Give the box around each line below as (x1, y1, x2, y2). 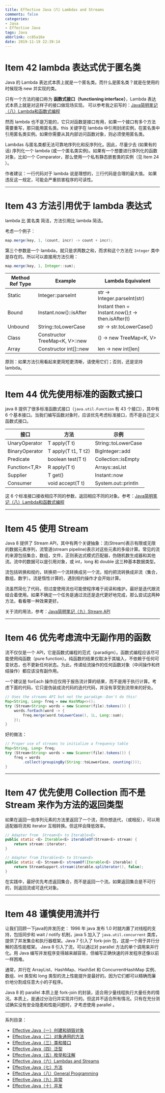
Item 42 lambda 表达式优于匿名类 (5, 62, 141, 73)
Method (11, 274, 30, 281)
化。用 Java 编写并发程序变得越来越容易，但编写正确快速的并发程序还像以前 (5, 950, 160, 956)
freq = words (14, 755, 41, 760)
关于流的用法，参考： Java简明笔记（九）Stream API (5, 609, 110, 615)
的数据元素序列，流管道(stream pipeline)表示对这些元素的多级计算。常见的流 (5, 546, 160, 552)
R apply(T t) (48, 464, 75, 471)
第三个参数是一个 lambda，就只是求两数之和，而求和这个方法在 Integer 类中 (5, 247, 160, 253)
